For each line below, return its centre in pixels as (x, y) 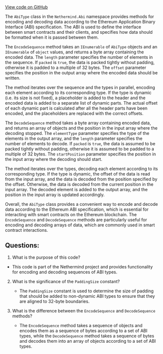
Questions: (22, 246)
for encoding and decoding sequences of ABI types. (65, 272)
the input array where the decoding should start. (54, 159)
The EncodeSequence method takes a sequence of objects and (81, 325)
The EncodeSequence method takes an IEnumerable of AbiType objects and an (81, 47)
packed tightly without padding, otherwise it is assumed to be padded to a (80, 149)
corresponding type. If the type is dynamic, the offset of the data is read (78, 174)
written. (13, 78)
